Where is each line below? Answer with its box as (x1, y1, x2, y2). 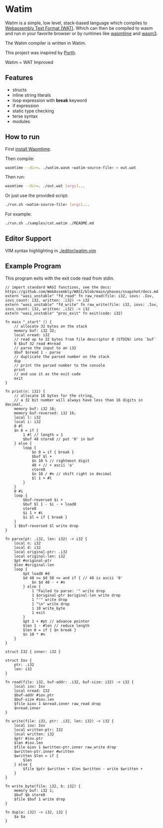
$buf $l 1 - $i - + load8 (23, 502, 77, 507)
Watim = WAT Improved (5, 59, 54, 65)
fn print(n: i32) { (5, 389, 46, 394)
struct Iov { (5, 658, 32, 663)
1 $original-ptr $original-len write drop (31, 592, 121, 598)
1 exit (31, 610, 46, 615)
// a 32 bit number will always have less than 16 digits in (14, 398, 143, 403)
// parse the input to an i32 (14, 346, 77, 351)
